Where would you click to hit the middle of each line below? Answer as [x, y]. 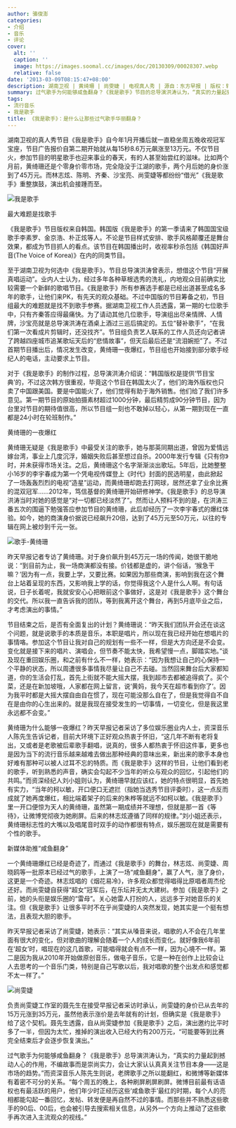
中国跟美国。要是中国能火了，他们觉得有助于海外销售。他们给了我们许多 [124, 391]
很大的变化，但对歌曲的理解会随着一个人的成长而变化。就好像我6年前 [120, 940]
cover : [17, 47]
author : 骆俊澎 [28, 14]
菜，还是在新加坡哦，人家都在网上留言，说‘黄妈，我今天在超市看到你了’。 [113, 686]
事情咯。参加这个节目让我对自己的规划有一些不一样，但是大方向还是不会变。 [118, 642]
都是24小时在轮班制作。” [42, 417]
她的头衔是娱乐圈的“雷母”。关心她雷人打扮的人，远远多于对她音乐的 [118, 898]
